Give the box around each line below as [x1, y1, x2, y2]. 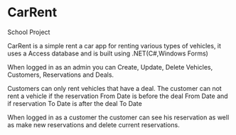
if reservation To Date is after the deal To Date [7, 99, 142, 107]
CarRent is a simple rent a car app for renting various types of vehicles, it [7, 41, 222, 50]
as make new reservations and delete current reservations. [7, 120, 180, 129]
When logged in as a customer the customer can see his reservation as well [7, 113, 230, 121]
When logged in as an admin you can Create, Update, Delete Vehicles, [7, 63, 213, 71]
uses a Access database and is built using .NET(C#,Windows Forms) [7, 49, 208, 58]
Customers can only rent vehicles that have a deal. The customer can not [7, 84, 222, 92]
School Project [7, 28, 50, 36]
